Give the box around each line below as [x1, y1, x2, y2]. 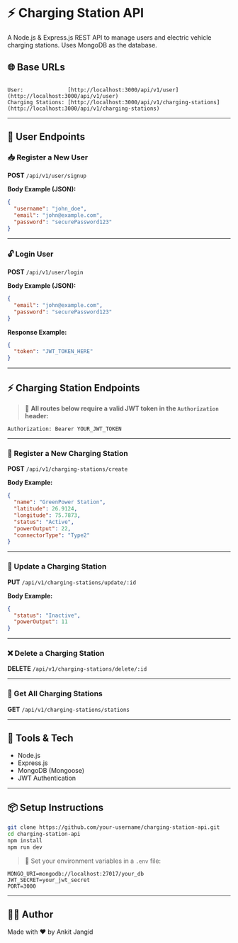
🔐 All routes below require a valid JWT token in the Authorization [24, 404, 220, 413]
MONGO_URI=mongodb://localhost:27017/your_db [7, 870, 144, 877]
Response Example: [7, 328, 67, 336]
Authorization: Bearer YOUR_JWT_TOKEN [7, 425, 122, 433]
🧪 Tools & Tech [7, 732, 74, 744]
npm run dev [7, 844, 42, 851]
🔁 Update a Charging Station [7, 562, 107, 571]
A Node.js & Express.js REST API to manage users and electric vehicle [7, 33, 212, 42]
